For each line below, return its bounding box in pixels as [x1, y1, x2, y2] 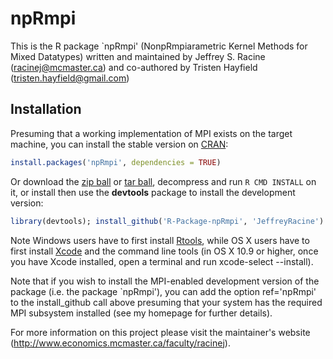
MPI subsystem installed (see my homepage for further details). [10, 307, 273, 319]
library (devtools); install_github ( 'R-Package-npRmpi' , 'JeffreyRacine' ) [10, 216, 325, 226]
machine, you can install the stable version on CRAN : [10, 138, 229, 150]
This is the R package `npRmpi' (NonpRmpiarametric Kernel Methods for [10, 40, 308, 52]
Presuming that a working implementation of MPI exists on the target [10, 127, 293, 139]
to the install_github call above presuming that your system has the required [10, 296, 323, 308]
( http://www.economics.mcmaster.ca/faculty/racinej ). [10, 337, 231, 349]
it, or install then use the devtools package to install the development [10, 186, 296, 198]
